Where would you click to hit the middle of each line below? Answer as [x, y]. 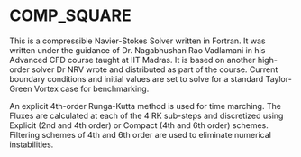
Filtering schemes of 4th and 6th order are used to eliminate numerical [141, 134]
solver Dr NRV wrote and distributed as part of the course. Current [155, 69]
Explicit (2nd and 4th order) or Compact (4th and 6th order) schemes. [139, 125]
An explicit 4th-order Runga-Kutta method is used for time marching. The [146, 106]
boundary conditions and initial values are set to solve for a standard [137, 78]
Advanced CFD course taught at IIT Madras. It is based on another [132, 60]
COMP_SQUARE [71, 16]
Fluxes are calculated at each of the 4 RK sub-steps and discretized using [146, 115]
